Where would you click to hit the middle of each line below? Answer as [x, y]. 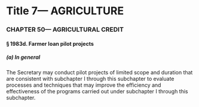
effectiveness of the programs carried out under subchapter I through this [97, 91]
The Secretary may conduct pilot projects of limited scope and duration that [99, 72]
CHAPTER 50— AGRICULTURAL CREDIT [65, 30]
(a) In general [23, 57]
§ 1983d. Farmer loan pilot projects [50, 43]
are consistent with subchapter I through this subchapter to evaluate [90, 78]
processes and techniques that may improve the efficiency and [84, 85]
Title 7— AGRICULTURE [65, 11]
